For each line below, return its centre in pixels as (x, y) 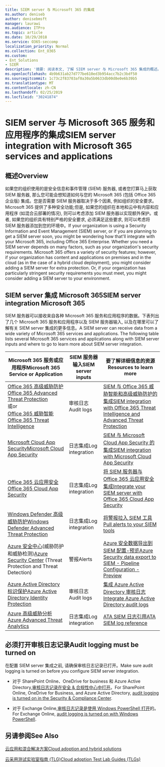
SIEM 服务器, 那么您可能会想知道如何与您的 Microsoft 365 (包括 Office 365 (81, 195)
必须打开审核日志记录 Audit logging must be (72, 645)
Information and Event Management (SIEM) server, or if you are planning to (81, 231)
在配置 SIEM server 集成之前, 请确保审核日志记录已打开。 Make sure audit (79, 665)
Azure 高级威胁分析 (30, 614)
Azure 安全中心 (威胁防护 (36, 546)
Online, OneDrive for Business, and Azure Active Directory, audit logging (85, 693)
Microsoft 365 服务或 (33, 360)
